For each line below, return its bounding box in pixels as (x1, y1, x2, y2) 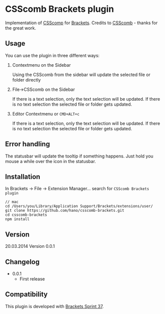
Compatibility (5, 290, 48, 299)
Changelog (5, 258, 40, 266)
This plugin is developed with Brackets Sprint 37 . (5, 303, 104, 309)
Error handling (5, 140, 50, 149)
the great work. (5, 25, 36, 31)
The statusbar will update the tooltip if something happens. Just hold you (5, 153, 154, 159)
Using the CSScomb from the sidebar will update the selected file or (12, 72, 151, 78)
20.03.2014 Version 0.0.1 (5, 243, 55, 249)
